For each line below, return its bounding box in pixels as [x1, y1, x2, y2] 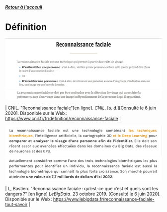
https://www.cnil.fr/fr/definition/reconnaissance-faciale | [5, 115, 121, 121]
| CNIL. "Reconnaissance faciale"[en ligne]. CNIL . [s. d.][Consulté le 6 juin [5, 105, 157, 111]
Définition [5, 21, 47, 32]
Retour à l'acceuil [5, 4, 42, 10]
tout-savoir [5, 201, 28, 207]
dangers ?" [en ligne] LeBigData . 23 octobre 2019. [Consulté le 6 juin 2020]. [5, 191, 161, 197]
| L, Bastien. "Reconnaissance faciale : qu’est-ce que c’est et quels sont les [5, 185, 158, 191]
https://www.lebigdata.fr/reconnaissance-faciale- [53, 196, 155, 202]
